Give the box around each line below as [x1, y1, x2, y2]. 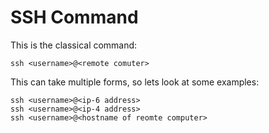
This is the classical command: [10, 39, 138, 51]
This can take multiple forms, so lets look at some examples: [10, 76, 260, 88]
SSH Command [10, 6, 139, 29]
